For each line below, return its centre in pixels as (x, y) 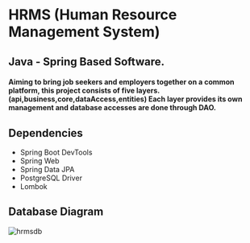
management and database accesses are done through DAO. (112, 108)
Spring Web (40, 161)
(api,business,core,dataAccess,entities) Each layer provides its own (125, 99)
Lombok (34, 186)
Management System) (84, 32)
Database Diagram (56, 212)
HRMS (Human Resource (93, 15)
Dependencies (46, 133)
